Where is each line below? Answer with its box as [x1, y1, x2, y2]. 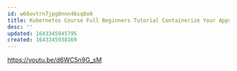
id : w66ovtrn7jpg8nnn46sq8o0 [7, 10, 93, 18]
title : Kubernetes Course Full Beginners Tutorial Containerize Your [7, 17, 217, 24]
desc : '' [7, 23, 33, 30]
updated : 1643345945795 [7, 30, 78, 37]
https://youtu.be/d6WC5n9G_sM [7, 56, 102, 64]
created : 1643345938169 [7, 37, 78, 44]
